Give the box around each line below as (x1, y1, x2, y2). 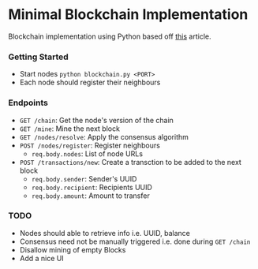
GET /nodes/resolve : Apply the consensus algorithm (19, 132, 189, 141)
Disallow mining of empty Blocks (19, 245, 126, 254)
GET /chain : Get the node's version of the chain (19, 115, 174, 125)
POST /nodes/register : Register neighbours (19, 140, 160, 150)
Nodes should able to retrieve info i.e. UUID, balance (19, 228, 191, 237)
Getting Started (8, 51, 69, 62)
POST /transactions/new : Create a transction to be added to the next (19, 157, 242, 166)
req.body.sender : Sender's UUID (31, 174, 137, 183)
